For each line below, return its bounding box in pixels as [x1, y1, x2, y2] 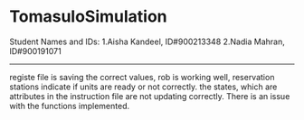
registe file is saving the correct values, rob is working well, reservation [9, 71, 275, 82]
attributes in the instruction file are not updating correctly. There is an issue [9, 90, 290, 101]
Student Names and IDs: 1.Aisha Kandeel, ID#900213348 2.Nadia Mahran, [9, 36, 285, 47]
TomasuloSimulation [9, 6, 167, 27]
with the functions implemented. [9, 100, 129, 111]
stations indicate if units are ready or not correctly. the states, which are [9, 81, 278, 92]
